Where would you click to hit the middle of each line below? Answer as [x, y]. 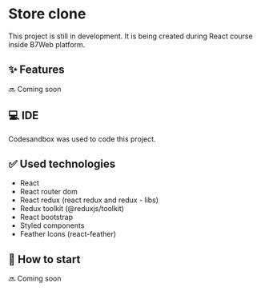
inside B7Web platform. [47, 44]
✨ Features [36, 70]
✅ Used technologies [62, 163]
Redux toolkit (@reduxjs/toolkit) [72, 209]
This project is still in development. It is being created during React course [131, 36]
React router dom [49, 192]
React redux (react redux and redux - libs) [89, 200]
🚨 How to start [44, 259]
